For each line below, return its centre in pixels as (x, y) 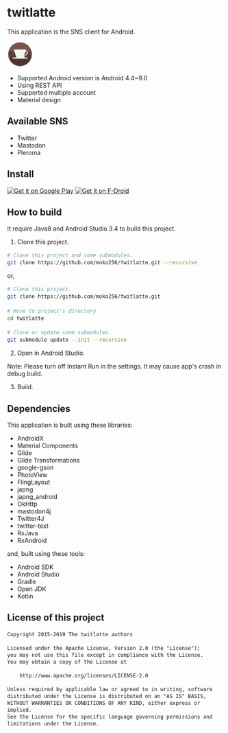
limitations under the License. (53, 723)
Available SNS (38, 121)
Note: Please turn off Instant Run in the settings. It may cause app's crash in (114, 366)
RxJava (27, 533)
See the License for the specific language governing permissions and (110, 717)
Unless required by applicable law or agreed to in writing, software (110, 689)
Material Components (48, 445)
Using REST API (39, 85)
